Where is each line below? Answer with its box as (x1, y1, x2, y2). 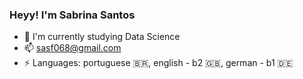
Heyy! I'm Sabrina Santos (9, 8, 136, 22)
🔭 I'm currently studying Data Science (23, 31, 181, 43)
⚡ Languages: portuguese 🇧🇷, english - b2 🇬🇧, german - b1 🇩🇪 (23, 57, 294, 69)
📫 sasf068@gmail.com (23, 42, 122, 54)
